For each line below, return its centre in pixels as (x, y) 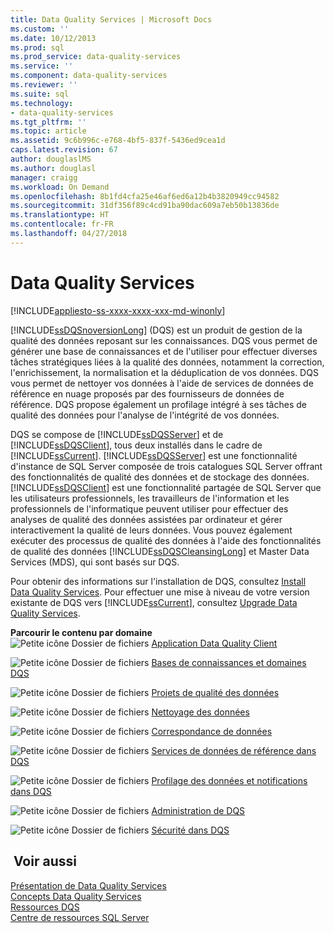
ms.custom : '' (40, 29)
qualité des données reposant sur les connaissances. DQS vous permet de (164, 340)
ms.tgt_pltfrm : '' (48, 122)
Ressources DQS (45, 907)
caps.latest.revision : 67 (64, 150)
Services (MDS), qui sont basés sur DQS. (95, 562)
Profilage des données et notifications (229, 780)
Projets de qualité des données (215, 692)
